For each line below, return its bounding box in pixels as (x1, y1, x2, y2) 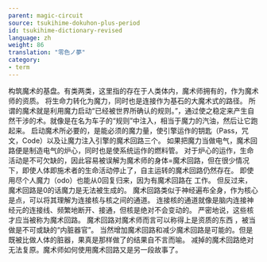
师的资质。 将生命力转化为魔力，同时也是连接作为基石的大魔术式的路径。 (8, 96, 247, 106)
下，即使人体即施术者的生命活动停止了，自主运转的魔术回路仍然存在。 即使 (8, 165, 254, 175)
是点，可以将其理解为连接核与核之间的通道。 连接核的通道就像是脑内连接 (8, 195, 247, 205)
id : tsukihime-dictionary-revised (8, 26, 123, 34)
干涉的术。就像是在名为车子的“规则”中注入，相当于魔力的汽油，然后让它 (14, 116, 252, 125)
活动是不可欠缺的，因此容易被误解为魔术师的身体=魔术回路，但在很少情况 (8, 156, 250, 165)
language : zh (8, 33, 52, 42)
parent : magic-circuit (8, 11, 83, 20)
